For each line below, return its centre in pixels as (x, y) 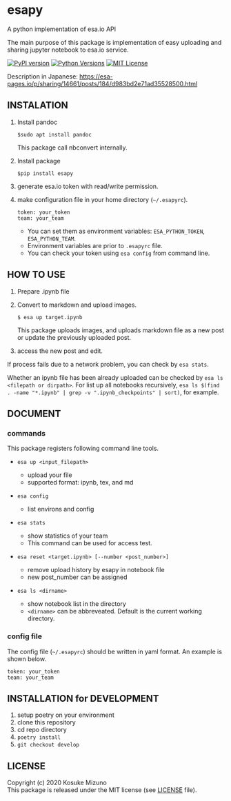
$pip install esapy (45, 173)
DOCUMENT (34, 413)
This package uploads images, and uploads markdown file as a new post (120, 330)
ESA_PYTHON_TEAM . (52, 238)
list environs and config (61, 509)
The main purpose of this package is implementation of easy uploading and (114, 42)
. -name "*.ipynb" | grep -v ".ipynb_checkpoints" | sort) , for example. (113, 392)
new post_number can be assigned (77, 577)
